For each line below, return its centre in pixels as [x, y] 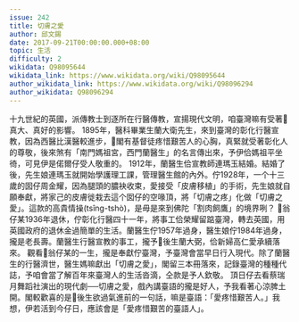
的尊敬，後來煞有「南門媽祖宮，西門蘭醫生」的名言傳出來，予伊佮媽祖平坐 [146, 152]
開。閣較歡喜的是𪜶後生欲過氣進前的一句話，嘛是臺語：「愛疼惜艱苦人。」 [141, 297]
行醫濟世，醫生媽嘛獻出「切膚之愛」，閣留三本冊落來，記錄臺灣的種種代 [156, 263]
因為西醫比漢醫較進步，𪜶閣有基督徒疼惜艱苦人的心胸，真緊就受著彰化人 [156, 141]
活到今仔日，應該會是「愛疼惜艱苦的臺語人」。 [124, 308]
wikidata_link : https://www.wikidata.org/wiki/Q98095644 [117, 76]
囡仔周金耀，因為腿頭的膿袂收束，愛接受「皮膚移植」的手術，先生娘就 [154, 186]
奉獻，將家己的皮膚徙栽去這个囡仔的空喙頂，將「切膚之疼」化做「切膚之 [149, 196]
